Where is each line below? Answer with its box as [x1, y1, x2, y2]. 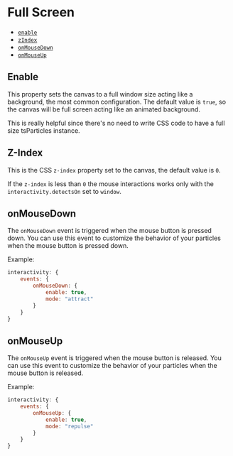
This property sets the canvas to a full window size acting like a [7, 89, 193, 98]
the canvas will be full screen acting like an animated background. [7, 104, 201, 114]
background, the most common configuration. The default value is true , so [7, 97, 226, 106]
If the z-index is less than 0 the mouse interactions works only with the [7, 179, 215, 188]
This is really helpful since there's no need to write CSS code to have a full [7, 119, 225, 127]
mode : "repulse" [45, 423, 94, 430]
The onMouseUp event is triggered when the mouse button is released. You [7, 354, 222, 362]
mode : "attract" [45, 295, 94, 303]
